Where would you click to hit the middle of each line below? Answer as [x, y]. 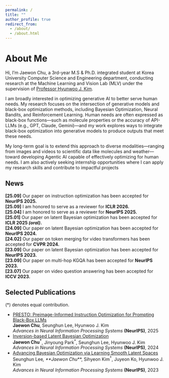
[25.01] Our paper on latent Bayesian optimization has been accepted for [81, 217]
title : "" [16, 15]
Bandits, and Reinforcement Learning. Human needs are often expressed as [84, 115]
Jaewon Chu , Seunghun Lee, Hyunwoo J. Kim [61, 325]
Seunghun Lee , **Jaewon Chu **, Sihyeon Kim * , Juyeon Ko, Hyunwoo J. [88, 359]
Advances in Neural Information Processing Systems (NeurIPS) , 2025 [85, 330]
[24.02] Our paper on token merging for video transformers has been [78, 239]
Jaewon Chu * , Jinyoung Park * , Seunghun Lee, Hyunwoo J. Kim [79, 342]
